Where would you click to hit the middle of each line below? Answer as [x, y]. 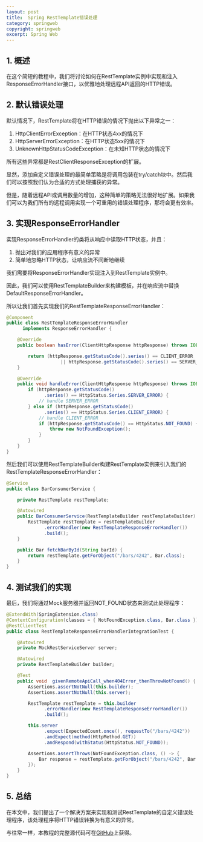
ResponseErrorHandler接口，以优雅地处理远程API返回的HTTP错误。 [91, 84]
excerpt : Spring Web [32, 35]
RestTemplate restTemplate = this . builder [82, 703]
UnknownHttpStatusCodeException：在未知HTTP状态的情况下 [93, 149]
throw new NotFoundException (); [90, 429]
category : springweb [32, 23]
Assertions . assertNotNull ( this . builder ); [81, 687]
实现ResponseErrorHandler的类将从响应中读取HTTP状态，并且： [87, 239]
